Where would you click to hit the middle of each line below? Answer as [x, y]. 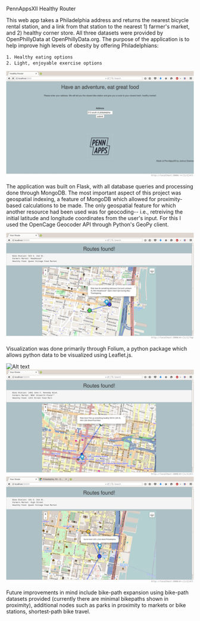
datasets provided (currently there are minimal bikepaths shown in [87, 598]
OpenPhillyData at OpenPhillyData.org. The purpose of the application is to [98, 39]
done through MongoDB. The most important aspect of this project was [94, 193]
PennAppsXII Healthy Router [41, 9]
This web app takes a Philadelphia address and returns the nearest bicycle [98, 20]
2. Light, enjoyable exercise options [54, 63]
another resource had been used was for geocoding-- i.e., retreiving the [95, 212]
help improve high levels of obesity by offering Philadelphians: [82, 45]
